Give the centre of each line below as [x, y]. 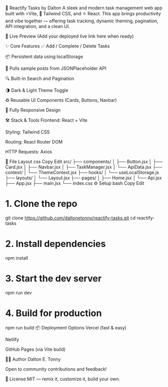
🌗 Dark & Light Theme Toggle [37, 90]
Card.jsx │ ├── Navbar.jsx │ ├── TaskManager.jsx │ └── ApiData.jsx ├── [84, 167]
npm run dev [19, 292]
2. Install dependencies [56, 244]
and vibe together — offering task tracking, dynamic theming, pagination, [82, 21]
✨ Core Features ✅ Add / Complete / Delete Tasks [58, 46]
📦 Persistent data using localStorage [44, 57]
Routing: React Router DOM [34, 142]
